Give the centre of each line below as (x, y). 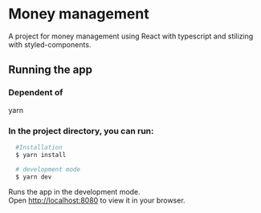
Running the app (50, 70)
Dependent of (36, 93)
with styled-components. (50, 44)
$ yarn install (41, 155)
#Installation (39, 147)
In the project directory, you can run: (81, 131)
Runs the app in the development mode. (74, 192)
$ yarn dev (34, 177)
